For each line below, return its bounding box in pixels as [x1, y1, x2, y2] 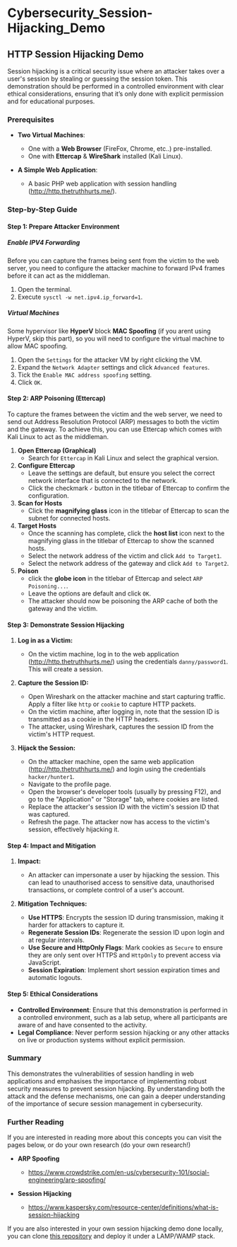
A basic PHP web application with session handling [28, 179, 177, 188]
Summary [7, 1053, 42, 1063]
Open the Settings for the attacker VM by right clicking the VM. [17, 355, 202, 364]
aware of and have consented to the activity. [17, 1020, 147, 1029]
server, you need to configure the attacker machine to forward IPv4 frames [7, 263, 226, 272]
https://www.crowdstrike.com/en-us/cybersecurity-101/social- [28, 1168, 210, 1177]
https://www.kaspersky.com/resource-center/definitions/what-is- [28, 1203, 219, 1212]
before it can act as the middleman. [7, 271, 111, 280]
